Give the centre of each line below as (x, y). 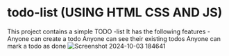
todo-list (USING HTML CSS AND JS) (115, 13)
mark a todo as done (37, 46)
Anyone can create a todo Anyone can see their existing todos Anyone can (114, 38)
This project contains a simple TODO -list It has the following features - (109, 31)
